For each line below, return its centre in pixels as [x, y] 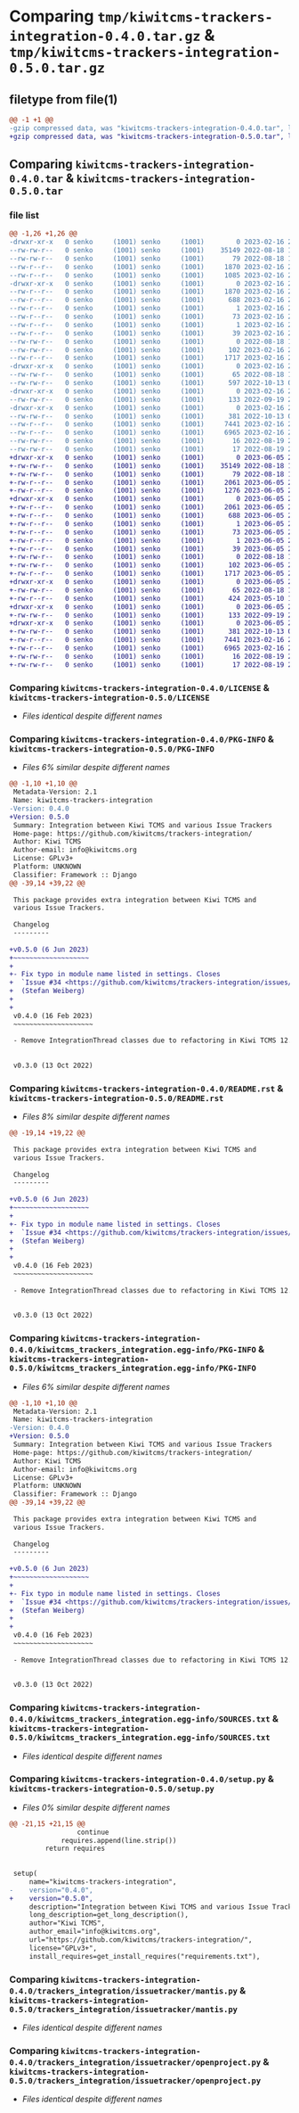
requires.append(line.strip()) [119, 1840]
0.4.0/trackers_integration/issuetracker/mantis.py [124, 1991]
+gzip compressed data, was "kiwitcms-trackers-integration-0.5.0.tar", [147, 136]
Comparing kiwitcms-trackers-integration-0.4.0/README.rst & [146, 1088]
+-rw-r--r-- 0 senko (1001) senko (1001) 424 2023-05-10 [147, 598]
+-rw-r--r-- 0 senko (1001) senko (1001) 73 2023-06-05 [147, 532]
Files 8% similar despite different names [96, 1117]
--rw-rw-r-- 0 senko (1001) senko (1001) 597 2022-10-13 [147, 383]
